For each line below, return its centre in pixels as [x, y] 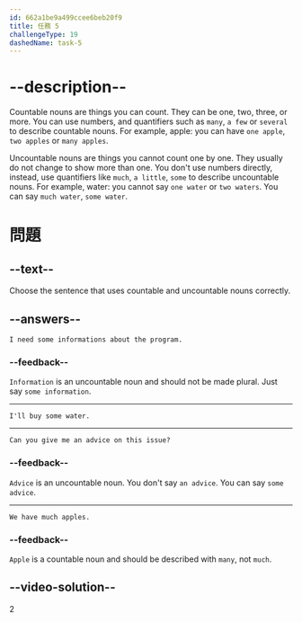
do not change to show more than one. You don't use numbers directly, [141, 168]
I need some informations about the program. [96, 340]
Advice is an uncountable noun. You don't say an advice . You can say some [147, 483]
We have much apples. [50, 517]
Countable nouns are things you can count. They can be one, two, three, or [148, 112]
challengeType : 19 [44, 34]
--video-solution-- [62, 587]
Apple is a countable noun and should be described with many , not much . [141, 559]
